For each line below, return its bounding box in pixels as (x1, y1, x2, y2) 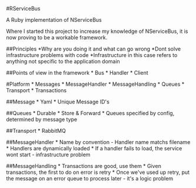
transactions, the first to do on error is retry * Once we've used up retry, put (6, 169, 190, 176)
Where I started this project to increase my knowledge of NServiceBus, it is (6, 28, 188, 35)
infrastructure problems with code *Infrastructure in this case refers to (6, 52, 178, 58)
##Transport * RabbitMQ (6, 127, 66, 134)
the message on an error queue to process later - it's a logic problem (6, 175, 174, 182)
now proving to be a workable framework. (6, 34, 108, 41)
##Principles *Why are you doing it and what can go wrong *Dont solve (6, 45, 181, 52)
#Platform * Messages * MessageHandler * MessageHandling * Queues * (6, 80, 185, 88)
